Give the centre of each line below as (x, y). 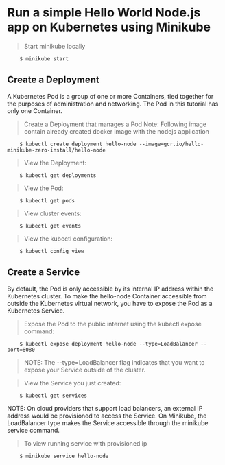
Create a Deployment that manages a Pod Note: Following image (115, 124)
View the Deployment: (55, 163)
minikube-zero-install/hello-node (57, 150)
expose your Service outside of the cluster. (85, 370)
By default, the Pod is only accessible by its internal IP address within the (110, 289)
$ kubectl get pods (47, 200)
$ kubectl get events (50, 226)
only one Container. (35, 110)
